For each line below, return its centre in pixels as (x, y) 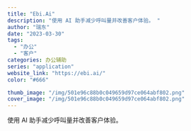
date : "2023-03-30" (36, 34)
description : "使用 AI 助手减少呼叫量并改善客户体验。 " (84, 21)
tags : (15, 40)
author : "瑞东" (29, 27)
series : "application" (41, 67)
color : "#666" (28, 80)
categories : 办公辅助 (37, 60)
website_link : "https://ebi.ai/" (57, 73)
